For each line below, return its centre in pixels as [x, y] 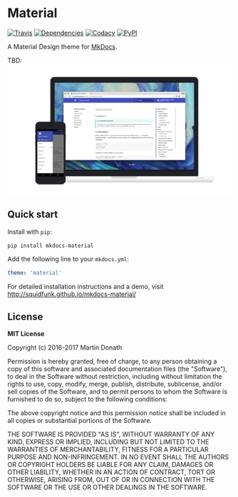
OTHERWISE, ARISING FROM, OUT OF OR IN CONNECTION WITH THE [111, 480]
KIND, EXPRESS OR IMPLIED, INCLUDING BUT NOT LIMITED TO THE [108, 442]
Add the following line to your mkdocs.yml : [68, 259]
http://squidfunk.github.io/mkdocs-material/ [72, 294]
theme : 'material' [35, 273]
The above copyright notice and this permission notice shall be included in [117, 413]
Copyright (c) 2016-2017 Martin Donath [65, 347]
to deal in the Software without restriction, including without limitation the [115, 377]
